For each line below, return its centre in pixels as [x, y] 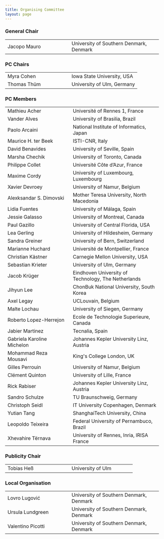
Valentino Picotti [26, 526]
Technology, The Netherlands [107, 279]
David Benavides [27, 149]
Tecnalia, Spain [90, 331]
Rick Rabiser [22, 386]
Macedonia [85, 201]
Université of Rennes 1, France [108, 111]
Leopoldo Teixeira [28, 424]
